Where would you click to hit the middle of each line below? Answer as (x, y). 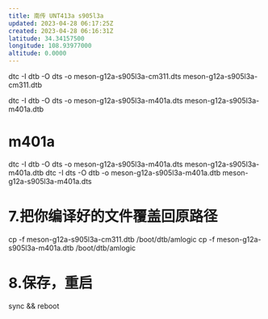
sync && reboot (34, 306)
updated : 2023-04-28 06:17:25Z (61, 23)
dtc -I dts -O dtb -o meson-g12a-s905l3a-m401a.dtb (133, 172)
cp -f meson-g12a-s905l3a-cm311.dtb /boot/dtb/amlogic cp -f (112, 239)
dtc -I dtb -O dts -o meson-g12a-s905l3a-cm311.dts (95, 76)
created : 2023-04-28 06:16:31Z (61, 31)
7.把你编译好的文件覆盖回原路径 (113, 217)
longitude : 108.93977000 (50, 46)
